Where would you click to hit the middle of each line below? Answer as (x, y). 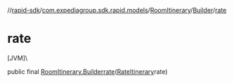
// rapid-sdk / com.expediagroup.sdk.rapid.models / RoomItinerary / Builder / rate (117, 10)
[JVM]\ (18, 58)
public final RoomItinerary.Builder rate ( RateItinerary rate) (87, 71)
